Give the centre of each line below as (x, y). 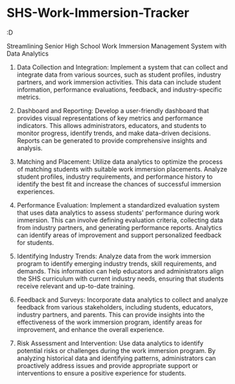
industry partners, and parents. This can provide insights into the (111, 314)
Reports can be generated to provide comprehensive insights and (112, 140)
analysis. (30, 148)
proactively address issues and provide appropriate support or (107, 365)
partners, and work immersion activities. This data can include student (119, 82)
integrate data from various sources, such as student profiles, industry (119, 75)
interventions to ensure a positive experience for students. (101, 373)
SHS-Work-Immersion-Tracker (98, 13)
